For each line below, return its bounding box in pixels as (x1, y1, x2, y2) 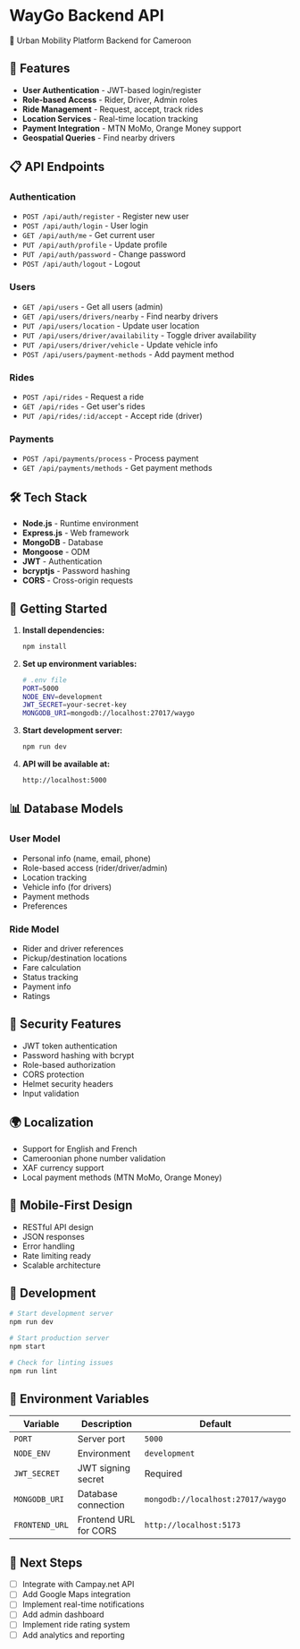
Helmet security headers (21, 1078, 113, 1089)
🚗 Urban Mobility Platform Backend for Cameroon (9, 35, 192, 46)
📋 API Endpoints (9, 159, 105, 175)
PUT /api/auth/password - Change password (21, 249, 186, 260)
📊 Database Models (9, 801, 123, 816)
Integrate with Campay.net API (21, 1579, 135, 1590)
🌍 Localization (9, 1115, 94, 1131)
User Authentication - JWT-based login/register (21, 84, 202, 95)
